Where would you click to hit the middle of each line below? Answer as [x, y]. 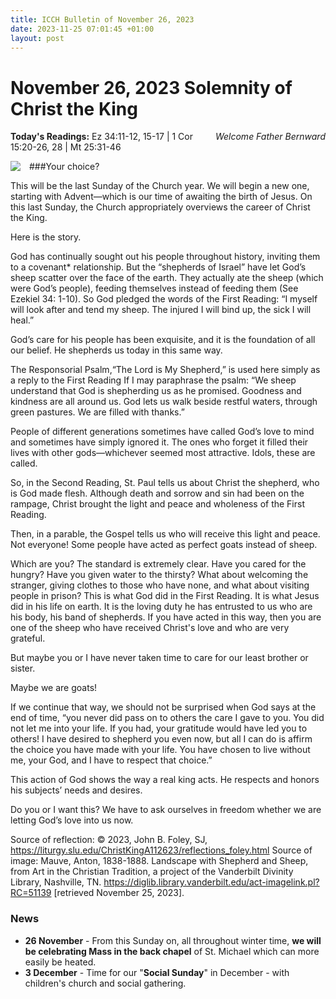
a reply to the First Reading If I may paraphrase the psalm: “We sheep [153, 380]
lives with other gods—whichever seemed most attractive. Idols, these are [163, 453]
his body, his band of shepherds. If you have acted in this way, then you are [166, 617]
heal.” [22, 320]
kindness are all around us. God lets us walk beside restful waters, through [164, 402]
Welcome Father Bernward [270, 137]
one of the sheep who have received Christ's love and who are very [150, 628]
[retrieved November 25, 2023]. [119, 893]
